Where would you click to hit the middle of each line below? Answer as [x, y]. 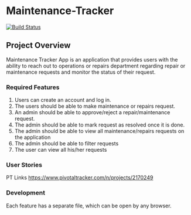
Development [26, 193]
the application [33, 137]
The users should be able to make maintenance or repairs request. [95, 106]
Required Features [33, 87]
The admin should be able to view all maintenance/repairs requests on [99, 131]
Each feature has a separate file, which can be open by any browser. [89, 206]
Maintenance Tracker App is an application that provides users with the [92, 59]
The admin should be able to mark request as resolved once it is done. [100, 125]
